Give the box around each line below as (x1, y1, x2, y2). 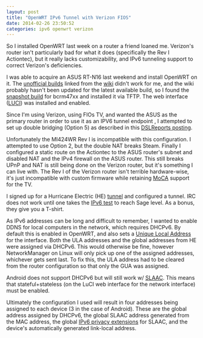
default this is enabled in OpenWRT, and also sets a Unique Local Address (6, 230, 191, 237)
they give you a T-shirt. (6, 206, 64, 213)
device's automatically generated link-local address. (6, 325, 137, 332)
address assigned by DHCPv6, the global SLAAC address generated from (6, 312, 190, 319)
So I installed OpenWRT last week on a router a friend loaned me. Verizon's (6, 42, 194, 50)
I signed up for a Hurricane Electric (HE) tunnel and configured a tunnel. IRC (6, 192, 196, 200)
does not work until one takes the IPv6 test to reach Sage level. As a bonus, (6, 199, 195, 206)
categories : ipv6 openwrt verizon (6, 25, 94, 32)
